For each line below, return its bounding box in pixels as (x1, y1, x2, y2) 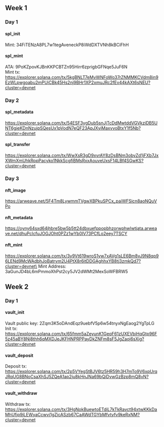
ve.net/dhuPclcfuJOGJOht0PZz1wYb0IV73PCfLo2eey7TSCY (5, 230, 128, 237)
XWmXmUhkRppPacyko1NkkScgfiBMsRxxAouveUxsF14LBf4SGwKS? (5, 158, 144, 164)
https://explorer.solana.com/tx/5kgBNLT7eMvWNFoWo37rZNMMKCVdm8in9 (5, 74, 159, 80)
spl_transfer (5, 142, 31, 148)
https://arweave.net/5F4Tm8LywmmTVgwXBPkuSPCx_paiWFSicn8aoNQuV (5, 198, 157, 204)
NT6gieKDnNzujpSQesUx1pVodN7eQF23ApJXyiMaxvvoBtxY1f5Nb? (5, 125, 141, 131)
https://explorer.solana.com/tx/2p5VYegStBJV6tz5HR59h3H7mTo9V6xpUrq (5, 369, 158, 375)
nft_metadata (5, 214, 33, 220)
